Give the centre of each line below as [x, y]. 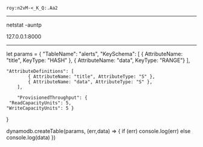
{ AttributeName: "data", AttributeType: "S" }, [90, 82]
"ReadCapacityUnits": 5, [40, 103]
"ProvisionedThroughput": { [52, 98]
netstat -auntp [24, 25]
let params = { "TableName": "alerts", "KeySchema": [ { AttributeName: [95, 54]
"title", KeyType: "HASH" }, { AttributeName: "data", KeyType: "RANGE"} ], [98, 60]
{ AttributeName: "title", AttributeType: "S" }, [92, 77]
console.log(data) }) [31, 137]
